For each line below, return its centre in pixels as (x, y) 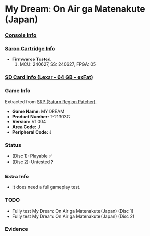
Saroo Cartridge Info (30, 49)
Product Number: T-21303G (41, 116)
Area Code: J (26, 127)
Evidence (17, 229)
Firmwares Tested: (32, 59)
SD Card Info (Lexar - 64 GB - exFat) (49, 77)
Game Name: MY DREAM (38, 111)
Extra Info (17, 176)
